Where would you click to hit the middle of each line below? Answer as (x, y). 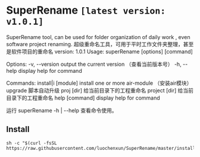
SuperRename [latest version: (86, 10)
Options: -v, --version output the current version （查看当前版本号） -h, (94, 64)
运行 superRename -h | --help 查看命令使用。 (62, 110)
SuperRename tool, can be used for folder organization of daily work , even (98, 37)
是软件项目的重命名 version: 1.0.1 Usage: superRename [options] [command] (100, 52)
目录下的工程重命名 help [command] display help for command (83, 98)
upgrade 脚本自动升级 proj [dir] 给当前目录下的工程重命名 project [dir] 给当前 (100, 90)
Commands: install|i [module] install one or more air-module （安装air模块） (99, 83)
